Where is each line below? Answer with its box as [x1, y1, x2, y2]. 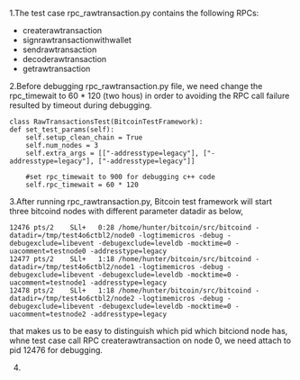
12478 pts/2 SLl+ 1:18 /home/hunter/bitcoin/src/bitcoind [9, 286, 252, 295]
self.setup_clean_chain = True [25, 133, 143, 142]
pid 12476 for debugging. [9, 345, 104, 355]
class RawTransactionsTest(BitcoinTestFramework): [9, 117, 204, 126]
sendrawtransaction [22, 44, 97, 55]
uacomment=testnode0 [9, 247, 87, 256]
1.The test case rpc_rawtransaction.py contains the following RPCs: [9, 8, 259, 18]
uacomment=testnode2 [9, 310, 87, 319]
